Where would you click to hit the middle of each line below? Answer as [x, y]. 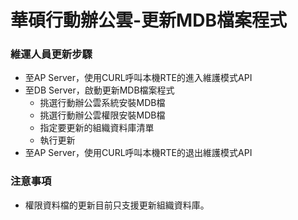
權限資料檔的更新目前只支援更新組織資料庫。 [117, 205]
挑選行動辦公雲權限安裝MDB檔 [102, 115]
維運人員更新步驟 [51, 54]
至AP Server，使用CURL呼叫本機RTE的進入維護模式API [138, 78]
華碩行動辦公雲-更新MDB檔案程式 [148, 20]
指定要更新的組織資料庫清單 [97, 128]
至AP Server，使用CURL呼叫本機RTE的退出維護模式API [138, 153]
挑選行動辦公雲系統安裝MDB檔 [102, 103]
